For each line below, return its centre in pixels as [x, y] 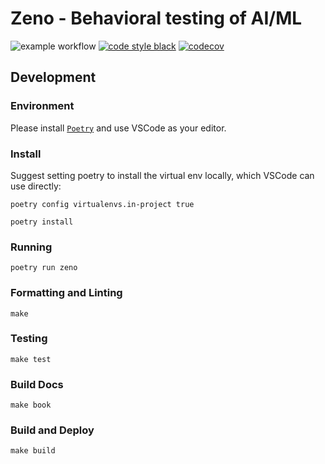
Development [53, 77]
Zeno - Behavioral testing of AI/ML [156, 18]
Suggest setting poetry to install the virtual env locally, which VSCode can [162, 175]
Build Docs [37, 384]
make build [33, 451]
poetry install [42, 222]
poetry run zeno [44, 268]
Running [31, 247]
